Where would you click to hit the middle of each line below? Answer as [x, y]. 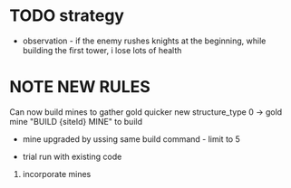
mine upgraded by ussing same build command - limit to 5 [131, 139]
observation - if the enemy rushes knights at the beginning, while [144, 41]
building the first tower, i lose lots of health [102, 50]
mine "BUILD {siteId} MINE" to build [76, 121]
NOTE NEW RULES [80, 87]
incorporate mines [57, 174]
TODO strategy [67, 16]
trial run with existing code [72, 156]
